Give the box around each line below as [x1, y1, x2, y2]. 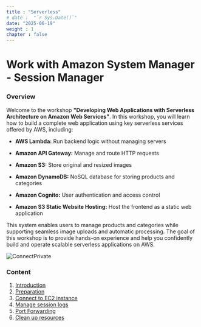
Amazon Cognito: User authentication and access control [15, 191, 160, 199]
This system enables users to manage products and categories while [6, 221, 179, 228]
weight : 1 [6, 26, 34, 32]
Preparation [15, 287, 45, 295]
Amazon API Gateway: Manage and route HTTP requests [15, 149, 159, 156]
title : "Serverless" [6, 9, 61, 15]
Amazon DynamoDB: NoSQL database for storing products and [15, 173, 175, 180]
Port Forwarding [15, 307, 56, 314]
